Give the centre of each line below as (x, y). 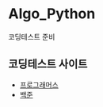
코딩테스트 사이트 (48, 64)
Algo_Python (52, 14)
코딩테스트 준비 (32, 36)
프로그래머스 (39, 85)
